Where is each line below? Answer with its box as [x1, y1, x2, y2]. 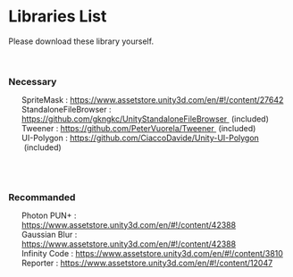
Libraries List [8, 6, 107, 27]
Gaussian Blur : [21, 229, 78, 239]
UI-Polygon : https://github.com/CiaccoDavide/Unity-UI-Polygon [21, 132, 260, 143]
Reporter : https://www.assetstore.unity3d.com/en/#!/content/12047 [21, 257, 273, 268]
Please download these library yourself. [8, 36, 154, 46]
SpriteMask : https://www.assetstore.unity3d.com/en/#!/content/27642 [21, 94, 284, 105]
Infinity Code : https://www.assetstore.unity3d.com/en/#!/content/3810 [21, 248, 283, 258]
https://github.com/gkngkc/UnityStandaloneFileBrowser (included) [21, 113, 270, 124]
